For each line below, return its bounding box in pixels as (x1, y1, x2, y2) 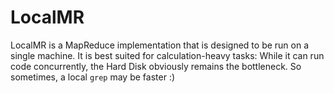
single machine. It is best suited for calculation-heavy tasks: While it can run (10, 49, 325, 61)
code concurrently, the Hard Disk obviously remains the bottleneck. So (10, 60, 302, 72)
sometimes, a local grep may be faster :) (10, 71, 176, 83)
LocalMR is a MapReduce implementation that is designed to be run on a (10, 39, 310, 51)
